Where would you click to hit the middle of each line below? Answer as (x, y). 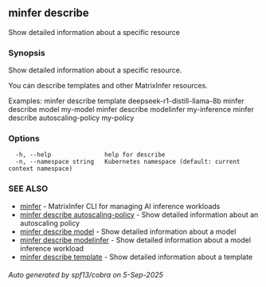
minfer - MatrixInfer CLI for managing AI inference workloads (120, 206)
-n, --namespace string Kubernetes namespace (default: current (128, 162)
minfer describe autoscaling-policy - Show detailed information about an (139, 215)
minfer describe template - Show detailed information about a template (136, 257)
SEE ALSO (28, 188)
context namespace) (41, 169)
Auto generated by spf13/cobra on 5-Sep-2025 (86, 275)
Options (24, 138)
